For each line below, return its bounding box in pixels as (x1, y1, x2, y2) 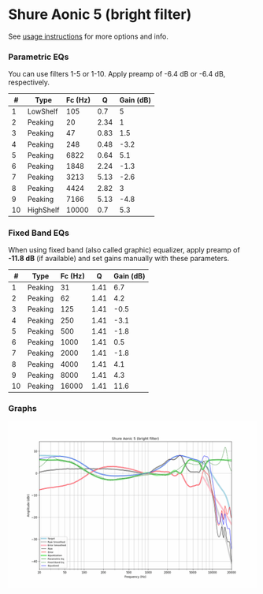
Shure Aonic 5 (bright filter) (8, 6, 192, 24)
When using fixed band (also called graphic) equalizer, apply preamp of (8, 245, 240, 255)
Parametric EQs (8, 51, 69, 62)
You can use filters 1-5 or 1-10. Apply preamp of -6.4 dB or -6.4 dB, (8, 69, 226, 79)
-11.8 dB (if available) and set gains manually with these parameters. (8, 254, 230, 263)
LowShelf (27, 106, 58, 116)
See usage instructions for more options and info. (8, 32, 169, 41)
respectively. (8, 77, 50, 88)
